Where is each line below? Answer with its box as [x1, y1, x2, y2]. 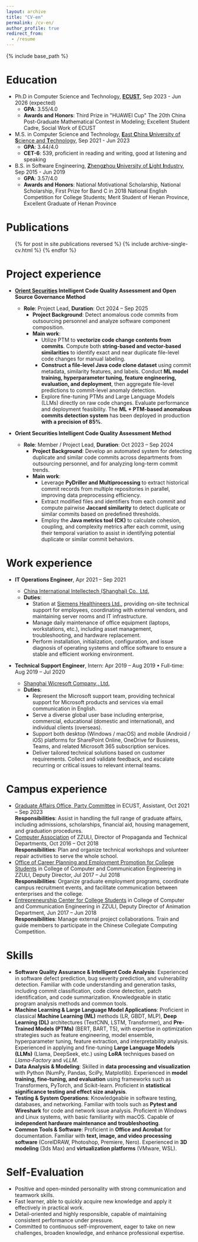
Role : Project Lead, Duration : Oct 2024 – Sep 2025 [23, 305, 148, 312]
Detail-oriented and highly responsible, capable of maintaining [14, 1210, 167, 1217]
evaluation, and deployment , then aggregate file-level [41, 380, 174, 387]
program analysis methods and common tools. [14, 1000, 128, 1007]
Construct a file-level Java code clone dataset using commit [41, 361, 191, 368]
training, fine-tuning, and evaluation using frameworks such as [14, 1075, 171, 1083]
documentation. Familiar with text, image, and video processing [14, 1132, 172, 1139]
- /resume [11, 36, 35, 42]
